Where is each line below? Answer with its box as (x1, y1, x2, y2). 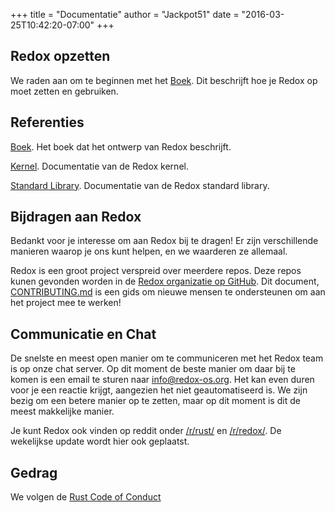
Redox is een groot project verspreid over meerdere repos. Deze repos (10, 265, 302, 277)
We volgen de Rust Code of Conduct (10, 491, 162, 503)
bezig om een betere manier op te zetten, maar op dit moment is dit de (10, 395, 301, 407)
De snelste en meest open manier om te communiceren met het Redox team (10, 352, 324, 364)
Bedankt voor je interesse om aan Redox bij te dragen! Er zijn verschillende (10, 235, 319, 247)
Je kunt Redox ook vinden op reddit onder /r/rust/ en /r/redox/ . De (10, 425, 282, 437)
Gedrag (10, 464, 58, 481)
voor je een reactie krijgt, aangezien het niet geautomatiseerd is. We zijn (10, 384, 308, 396)
